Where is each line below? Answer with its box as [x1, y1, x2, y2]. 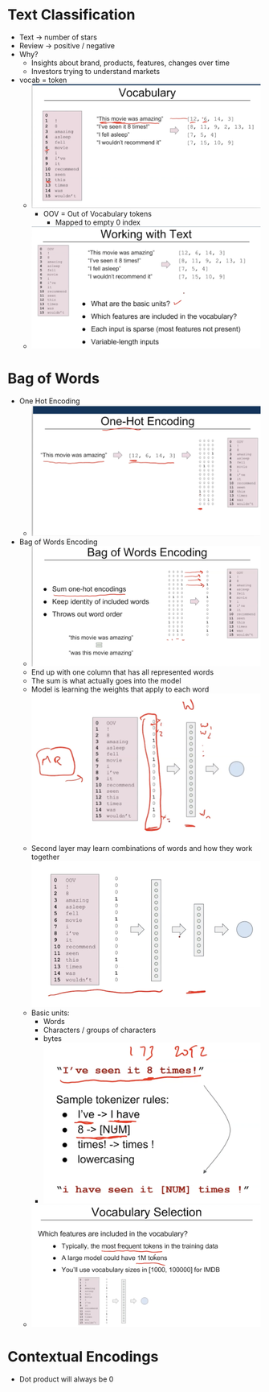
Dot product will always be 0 [18, 1374, 114, 1384]
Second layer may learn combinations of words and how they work [31, 844, 253, 853]
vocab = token [18, 75, 67, 85]
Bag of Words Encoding [18, 537, 98, 547]
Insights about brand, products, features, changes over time [31, 58, 230, 68]
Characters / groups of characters [43, 1025, 157, 1035]
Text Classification [7, 6, 136, 24]
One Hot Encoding [18, 396, 81, 406]
